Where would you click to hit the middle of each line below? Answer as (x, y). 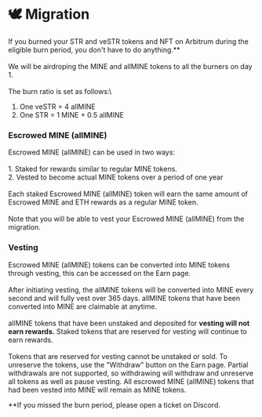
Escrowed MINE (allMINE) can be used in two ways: (91, 152)
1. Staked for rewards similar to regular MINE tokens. (93, 169)
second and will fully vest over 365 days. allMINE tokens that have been (124, 298)
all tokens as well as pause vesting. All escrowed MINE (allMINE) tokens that (131, 381)
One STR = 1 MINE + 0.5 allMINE (71, 114)
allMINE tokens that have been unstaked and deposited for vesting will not (129, 323)
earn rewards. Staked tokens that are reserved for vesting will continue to (127, 331)
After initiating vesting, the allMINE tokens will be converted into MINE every (131, 289)
